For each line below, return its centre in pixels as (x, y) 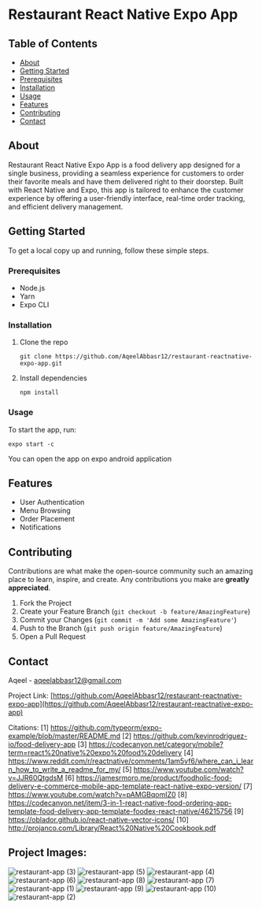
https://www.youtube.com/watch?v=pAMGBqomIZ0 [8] (98, 794)
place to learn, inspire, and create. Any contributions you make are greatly (129, 580)
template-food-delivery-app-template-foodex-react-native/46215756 (120, 811)
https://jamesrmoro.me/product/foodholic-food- (154, 777)
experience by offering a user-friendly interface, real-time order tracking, (127, 198)
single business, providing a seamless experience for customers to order (126, 173)
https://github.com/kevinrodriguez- (190, 736)
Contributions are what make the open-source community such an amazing (131, 571)
